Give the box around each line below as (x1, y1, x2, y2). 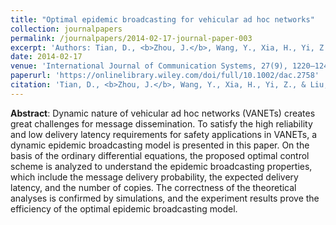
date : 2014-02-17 (10, 52, 83, 62)
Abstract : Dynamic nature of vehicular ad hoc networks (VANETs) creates (10, 107, 316, 119)
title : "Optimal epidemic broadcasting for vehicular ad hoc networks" (10, 14, 315, 25)
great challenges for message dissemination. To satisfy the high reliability (10, 117, 313, 130)
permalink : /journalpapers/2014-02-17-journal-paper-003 (10, 33, 253, 43)
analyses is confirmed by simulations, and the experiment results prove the (10, 192, 320, 204)
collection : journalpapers (10, 24, 123, 34)
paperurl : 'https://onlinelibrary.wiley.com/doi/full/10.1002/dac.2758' (10, 71, 320, 81)
